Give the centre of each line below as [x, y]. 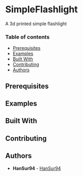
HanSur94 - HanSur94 [37, 168]
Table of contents [27, 37]
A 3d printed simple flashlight [36, 24]
